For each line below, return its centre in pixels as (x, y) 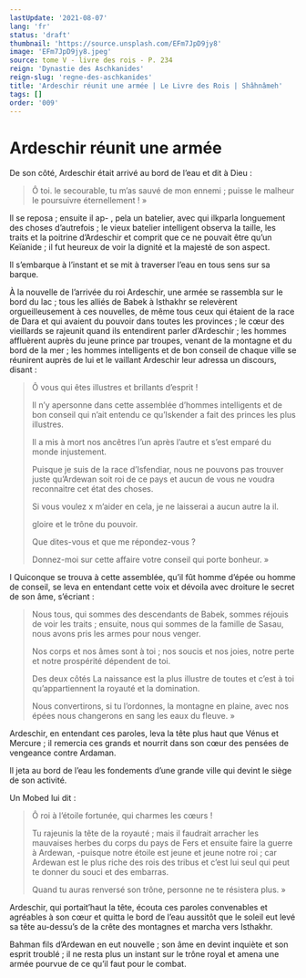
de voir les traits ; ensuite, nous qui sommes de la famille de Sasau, (158, 624)
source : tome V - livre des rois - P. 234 (91, 60)
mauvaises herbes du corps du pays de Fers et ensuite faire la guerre (162, 843)
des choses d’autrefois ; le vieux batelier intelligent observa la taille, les (143, 228)
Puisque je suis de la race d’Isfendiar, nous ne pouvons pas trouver (158, 470)
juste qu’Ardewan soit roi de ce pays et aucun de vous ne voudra (153, 479)
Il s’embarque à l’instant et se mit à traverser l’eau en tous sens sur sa (140, 265)
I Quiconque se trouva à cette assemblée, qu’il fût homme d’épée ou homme (153, 577)
